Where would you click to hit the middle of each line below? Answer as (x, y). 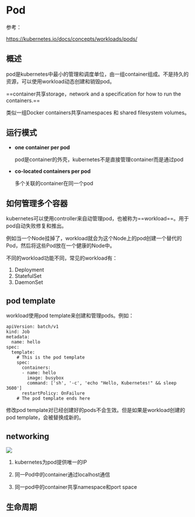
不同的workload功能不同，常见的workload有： (62, 258)
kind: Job (18, 332)
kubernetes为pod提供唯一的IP (51, 462)
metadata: (18, 337)
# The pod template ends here (54, 399)
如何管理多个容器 (37, 203)
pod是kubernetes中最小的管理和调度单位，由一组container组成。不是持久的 (97, 74)
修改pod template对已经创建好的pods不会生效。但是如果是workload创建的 (96, 410)
